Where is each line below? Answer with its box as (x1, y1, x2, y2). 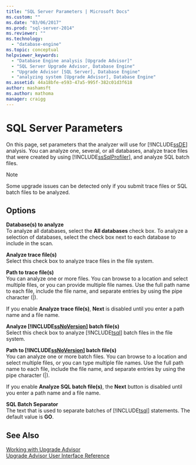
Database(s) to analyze (6, 221, 64, 228)
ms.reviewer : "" (6, 31, 46, 36)
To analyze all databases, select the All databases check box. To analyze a (6, 228, 188, 235)
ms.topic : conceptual (6, 47, 59, 53)
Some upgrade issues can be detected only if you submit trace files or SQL (6, 182, 188, 189)
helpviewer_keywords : (6, 52, 59, 58)
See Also (6, 430, 39, 440)
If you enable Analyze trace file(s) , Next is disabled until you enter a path (6, 305, 185, 312)
